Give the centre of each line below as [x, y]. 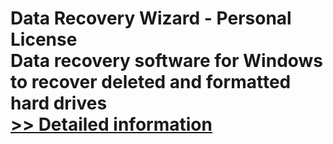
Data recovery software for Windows [167, 61]
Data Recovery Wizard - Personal [151, 18]
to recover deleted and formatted [151, 82]
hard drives [59, 103]
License [44, 39]
